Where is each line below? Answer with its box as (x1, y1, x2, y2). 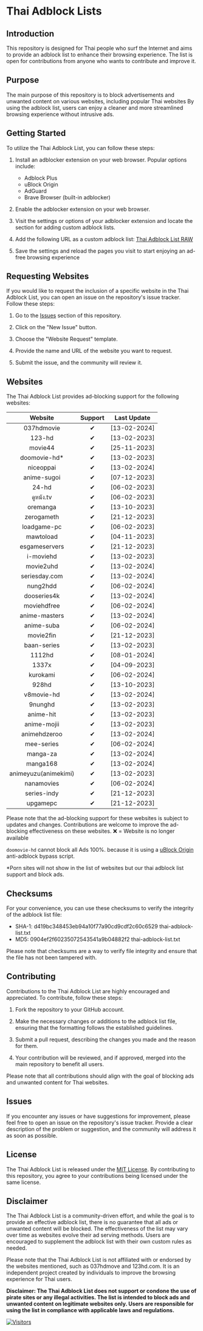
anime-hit (27, 710, 57, 719)
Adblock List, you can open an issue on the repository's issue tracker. (6, 293, 181, 301)
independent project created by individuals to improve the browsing (6, 1269, 176, 1276)
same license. (6, 1179, 41, 1186)
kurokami (28, 671, 56, 679)
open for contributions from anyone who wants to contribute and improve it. (6, 58, 196, 64)
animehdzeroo (21, 730, 63, 739)
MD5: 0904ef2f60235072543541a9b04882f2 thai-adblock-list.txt (15, 936, 181, 943)
